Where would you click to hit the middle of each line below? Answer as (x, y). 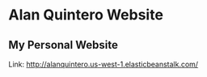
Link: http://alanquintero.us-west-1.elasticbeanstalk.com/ (103, 64)
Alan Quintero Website (86, 15)
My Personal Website (63, 45)
